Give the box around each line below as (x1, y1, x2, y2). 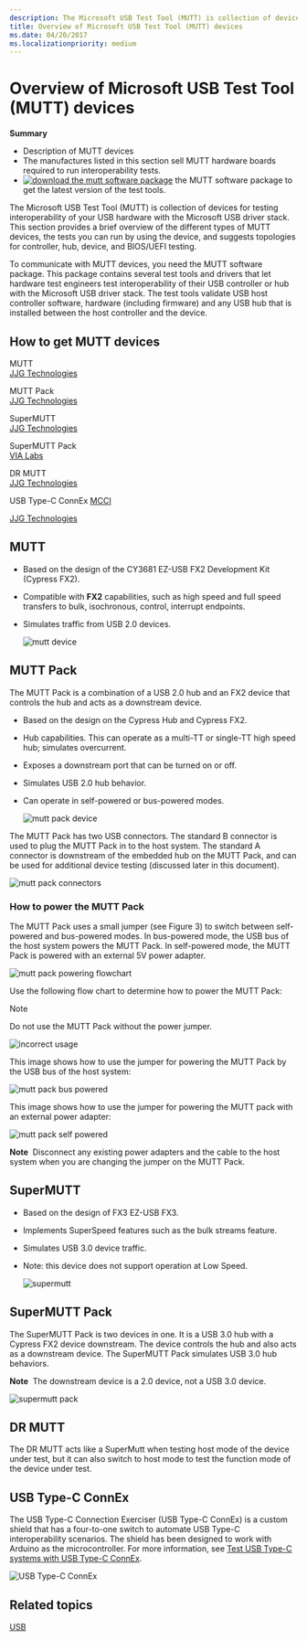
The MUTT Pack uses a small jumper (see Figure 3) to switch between (9, 921, 275, 932)
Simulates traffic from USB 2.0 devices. (22, 618, 172, 629)
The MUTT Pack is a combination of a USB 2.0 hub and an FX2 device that (9, 687, 291, 698)
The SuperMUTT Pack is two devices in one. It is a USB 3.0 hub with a (9, 1328, 274, 1339)
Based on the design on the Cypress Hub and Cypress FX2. (22, 714, 248, 725)
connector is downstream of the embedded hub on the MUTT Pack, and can (9, 849, 297, 860)
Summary (9, 128, 48, 139)
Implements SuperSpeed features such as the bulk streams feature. (22, 1224, 278, 1235)
